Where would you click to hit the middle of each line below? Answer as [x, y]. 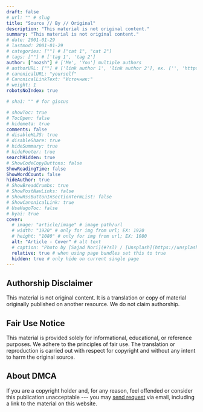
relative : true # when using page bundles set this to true [89, 253]
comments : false [27, 129]
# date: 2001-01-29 [31, 40]
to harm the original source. [41, 357]
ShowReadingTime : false [36, 169]
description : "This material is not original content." [78, 29]
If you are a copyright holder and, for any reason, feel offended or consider [100, 390]
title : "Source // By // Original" [51, 23]
